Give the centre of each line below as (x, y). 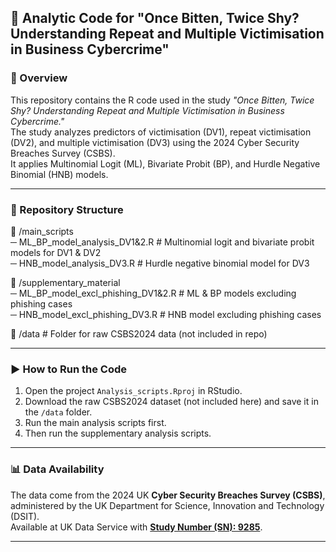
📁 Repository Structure (67, 209)
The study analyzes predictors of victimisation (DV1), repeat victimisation (161, 132)
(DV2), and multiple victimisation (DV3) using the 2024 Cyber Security (155, 142)
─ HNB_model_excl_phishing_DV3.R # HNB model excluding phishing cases (166, 314)
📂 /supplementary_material (65, 282)
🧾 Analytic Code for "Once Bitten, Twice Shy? (155, 18)
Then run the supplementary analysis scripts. (118, 433)
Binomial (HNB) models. (59, 174)
